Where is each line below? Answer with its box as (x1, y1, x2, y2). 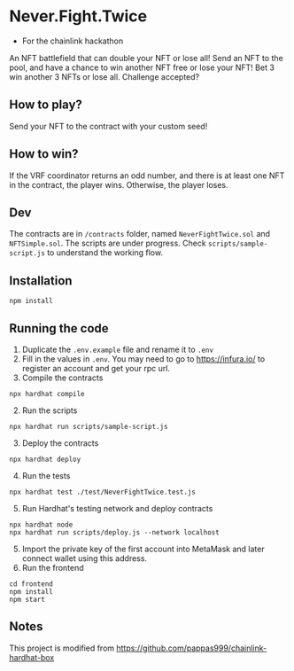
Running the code (9, 321, 109, 336)
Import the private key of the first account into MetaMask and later (21, 543, 265, 554)
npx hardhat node (9, 520, 73, 529)
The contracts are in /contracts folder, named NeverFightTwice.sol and (9, 229, 271, 239)
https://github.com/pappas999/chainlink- (116, 643, 267, 653)
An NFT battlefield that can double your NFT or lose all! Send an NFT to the (9, 52, 283, 63)
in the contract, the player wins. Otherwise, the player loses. (9, 179, 228, 190)
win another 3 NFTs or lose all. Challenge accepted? (9, 71, 200, 82)
